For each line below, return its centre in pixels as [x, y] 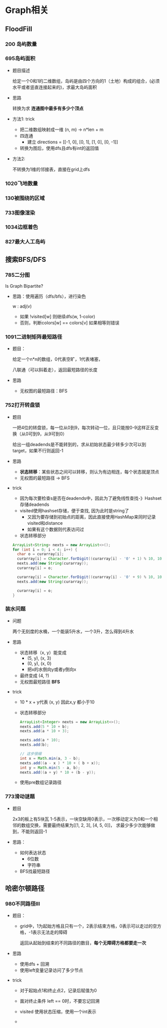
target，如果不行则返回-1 [38, 451]
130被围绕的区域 [25, 198]
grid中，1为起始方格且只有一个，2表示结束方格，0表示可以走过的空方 [90, 926]
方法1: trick [23, 119]
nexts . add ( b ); [34, 745]
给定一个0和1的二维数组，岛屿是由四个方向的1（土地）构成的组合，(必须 [86, 81]
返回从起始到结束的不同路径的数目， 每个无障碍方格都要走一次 [83, 943]
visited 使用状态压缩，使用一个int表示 [58, 1012]
